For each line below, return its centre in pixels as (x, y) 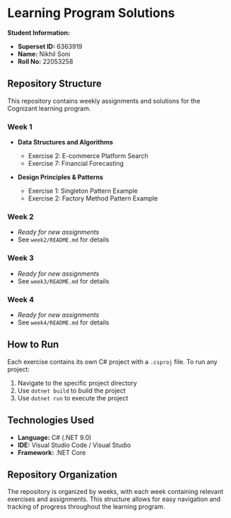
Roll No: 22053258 (45, 61)
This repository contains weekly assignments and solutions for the (104, 101)
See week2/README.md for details (63, 240)
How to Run (33, 345)
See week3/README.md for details (63, 281)
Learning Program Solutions (91, 13)
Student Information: (39, 33)
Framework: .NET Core (52, 452)
